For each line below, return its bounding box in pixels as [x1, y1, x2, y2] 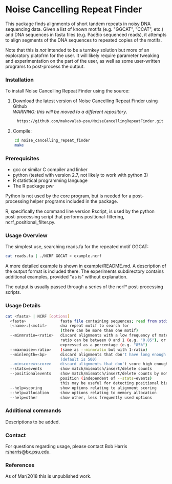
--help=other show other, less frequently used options [10, 395, 153, 400]
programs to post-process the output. [5, 63, 85, 69]
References [5, 461, 35, 469]
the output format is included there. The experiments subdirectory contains [5, 268, 164, 274]
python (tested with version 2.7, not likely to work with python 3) [12, 172, 148, 178]
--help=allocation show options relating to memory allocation [10, 390, 157, 395]
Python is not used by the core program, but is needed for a [5, 193, 132, 199]
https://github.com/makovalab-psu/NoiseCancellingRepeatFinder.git [16, 119, 164, 124]
